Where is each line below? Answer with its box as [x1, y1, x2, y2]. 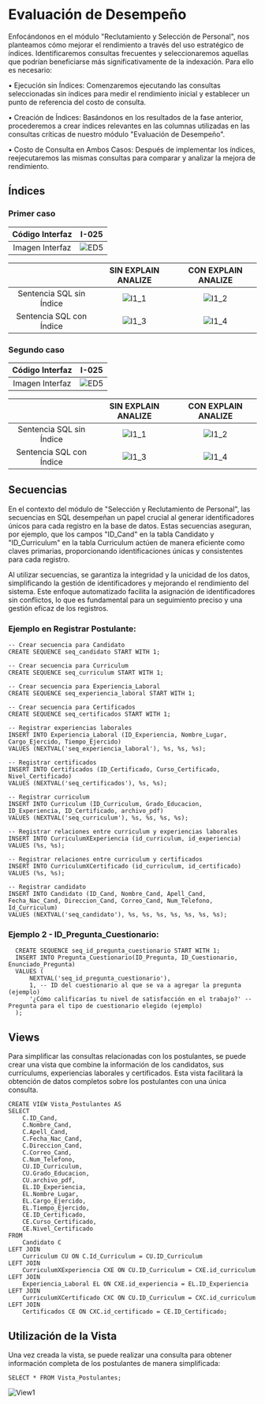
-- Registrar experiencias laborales [8, 725, 132, 732]
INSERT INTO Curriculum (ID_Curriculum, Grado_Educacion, [8, 800, 203, 808]
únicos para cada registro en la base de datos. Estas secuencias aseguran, [8, 521, 252, 530]
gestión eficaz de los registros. [8, 603, 109, 613]
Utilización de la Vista [8, 1329, 118, 1342]
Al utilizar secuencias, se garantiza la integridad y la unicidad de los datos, [8, 570, 251, 579]
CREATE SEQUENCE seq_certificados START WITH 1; [8, 710, 171, 718]
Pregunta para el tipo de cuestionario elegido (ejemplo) [8, 1002, 203, 1011]
